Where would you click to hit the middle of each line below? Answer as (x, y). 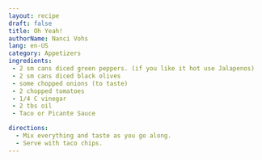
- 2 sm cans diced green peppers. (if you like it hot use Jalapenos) (133, 69)
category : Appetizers (45, 53)
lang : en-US (28, 46)
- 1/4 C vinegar (39, 99)
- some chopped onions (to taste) (70, 83)
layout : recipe (34, 16)
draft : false (30, 23)
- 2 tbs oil (32, 106)
